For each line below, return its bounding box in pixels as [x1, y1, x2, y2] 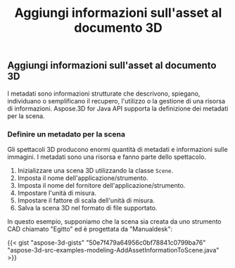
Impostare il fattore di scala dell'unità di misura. [17, 196, 155, 205]
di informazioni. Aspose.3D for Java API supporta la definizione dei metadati [7, 104, 229, 113]
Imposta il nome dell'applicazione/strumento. [17, 174, 148, 182]
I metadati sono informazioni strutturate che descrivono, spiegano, [7, 89, 201, 98]
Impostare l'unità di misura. [17, 189, 97, 197]
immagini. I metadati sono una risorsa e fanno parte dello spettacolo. [7, 153, 206, 161]
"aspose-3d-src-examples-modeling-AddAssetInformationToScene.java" [7, 245, 220, 254]
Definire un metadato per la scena [7, 129, 125, 139]
